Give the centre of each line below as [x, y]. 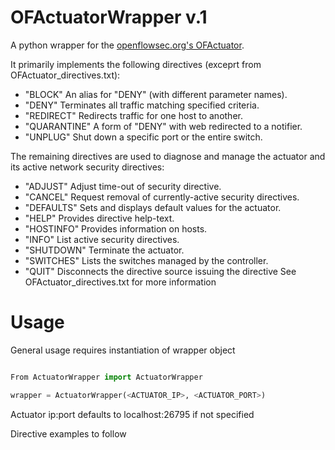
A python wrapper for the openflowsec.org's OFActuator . [127, 45]
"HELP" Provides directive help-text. [99, 218]
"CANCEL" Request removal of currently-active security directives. [162, 197]
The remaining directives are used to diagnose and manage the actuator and [168, 156]
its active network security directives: [87, 167]
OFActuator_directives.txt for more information [120, 282]
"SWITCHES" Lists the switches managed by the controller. [146, 260]
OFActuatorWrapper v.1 [109, 17]
